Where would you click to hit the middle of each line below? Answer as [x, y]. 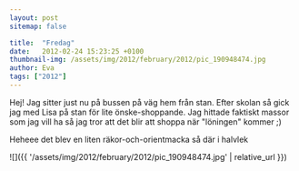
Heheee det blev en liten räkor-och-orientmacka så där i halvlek [129, 139]
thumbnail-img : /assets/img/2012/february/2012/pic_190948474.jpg [138, 60]
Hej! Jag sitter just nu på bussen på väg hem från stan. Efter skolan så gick [149, 102]
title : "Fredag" [42, 43]
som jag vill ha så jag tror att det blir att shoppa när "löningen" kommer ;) [145, 121]
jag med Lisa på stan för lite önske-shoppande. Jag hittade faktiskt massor [149, 112]
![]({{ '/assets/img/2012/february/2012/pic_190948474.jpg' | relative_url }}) [149, 156]
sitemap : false [38, 26]
